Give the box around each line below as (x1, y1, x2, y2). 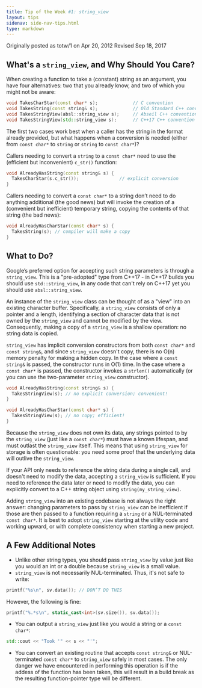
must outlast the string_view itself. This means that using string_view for (6, 442, 188, 449)
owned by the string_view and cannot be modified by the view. (6, 317, 163, 324)
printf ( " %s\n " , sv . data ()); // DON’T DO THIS (6, 587, 122, 593)
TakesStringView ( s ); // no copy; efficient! (11, 413, 125, 419)
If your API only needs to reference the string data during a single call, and (6, 466, 191, 473)
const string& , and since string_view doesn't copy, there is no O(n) (6, 347, 175, 355)
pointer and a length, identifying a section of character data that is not (6, 311, 180, 318)
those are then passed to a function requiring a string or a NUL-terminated (6, 510, 192, 517)
